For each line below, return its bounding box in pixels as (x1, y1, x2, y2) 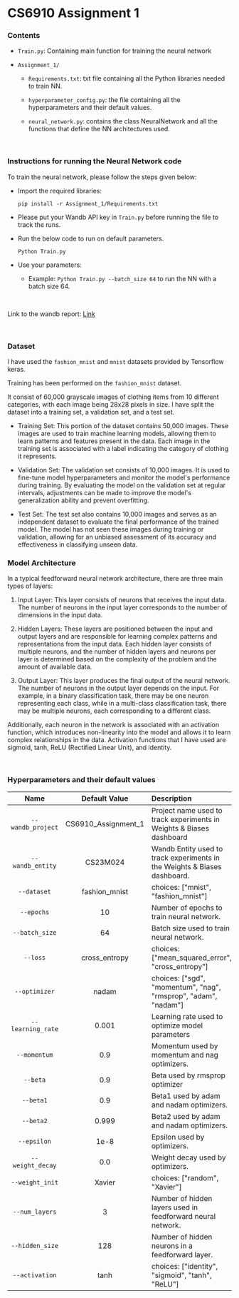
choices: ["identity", (151, 1261, 218, 1271)
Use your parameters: (17, 260, 82, 269)
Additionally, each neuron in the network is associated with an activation (7, 721, 219, 729)
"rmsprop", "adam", (151, 990, 218, 1000)
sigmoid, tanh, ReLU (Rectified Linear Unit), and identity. (7, 744, 172, 752)
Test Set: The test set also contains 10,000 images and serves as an (17, 510, 217, 519)
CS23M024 (85, 857, 125, 867)
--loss (23, 953, 46, 961)
